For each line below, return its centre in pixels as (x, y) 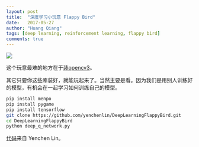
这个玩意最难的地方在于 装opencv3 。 (51, 68)
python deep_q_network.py (38, 126)
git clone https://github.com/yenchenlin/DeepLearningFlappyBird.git (94, 115)
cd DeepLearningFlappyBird (39, 121)
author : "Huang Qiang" (34, 28)
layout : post (22, 12)
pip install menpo (29, 99)
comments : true (25, 39)
